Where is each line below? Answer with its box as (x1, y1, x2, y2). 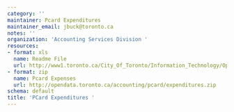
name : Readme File (13, 56, 68, 63)
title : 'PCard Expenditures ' (7, 95, 95, 102)
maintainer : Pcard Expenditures (7, 17, 101, 24)
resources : (7, 42, 39, 49)
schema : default (7, 88, 54, 95)
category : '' (7, 10, 45, 17)
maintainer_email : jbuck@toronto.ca (7, 23, 114, 30)
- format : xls (7, 49, 49, 56)
